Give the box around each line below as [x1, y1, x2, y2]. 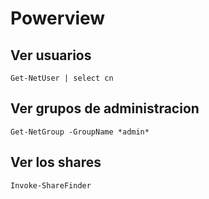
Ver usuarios [10, 47, 92, 64]
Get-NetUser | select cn [10, 73, 114, 83]
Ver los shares [10, 154, 102, 171]
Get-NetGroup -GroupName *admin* [10, 127, 150, 137]
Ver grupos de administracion [10, 100, 200, 117]
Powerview [10, 7, 106, 30]
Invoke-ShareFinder [10, 180, 92, 191]
